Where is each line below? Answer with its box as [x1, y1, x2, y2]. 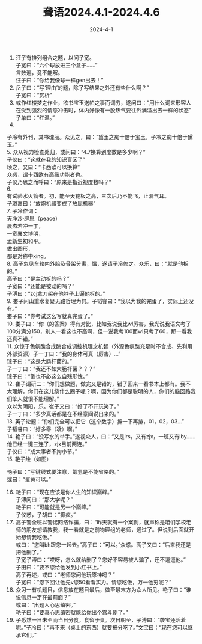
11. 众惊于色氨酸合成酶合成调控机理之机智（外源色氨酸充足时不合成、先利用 [7, 342, 193, 349]
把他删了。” [15, 548, 42, 556]
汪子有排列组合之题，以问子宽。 [15, 54, 95, 61]
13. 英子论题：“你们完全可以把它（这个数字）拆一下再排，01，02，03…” [7, 417, 185, 425]
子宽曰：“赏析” [15, 91, 53, 99]
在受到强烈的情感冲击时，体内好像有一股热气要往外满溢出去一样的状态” [15, 106, 191, 114]
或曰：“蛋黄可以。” [7, 476, 52, 483]
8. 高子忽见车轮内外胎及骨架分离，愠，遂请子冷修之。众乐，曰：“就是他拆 [7, 260, 189, 267]
